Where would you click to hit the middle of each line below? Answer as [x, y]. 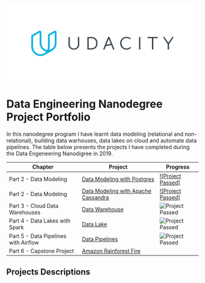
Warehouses [25, 213]
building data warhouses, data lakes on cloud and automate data [116, 140]
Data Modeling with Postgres [118, 179]
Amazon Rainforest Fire [111, 251]
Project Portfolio [49, 117]
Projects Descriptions [48, 272]
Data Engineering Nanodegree [85, 104]
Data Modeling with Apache [117, 191]
